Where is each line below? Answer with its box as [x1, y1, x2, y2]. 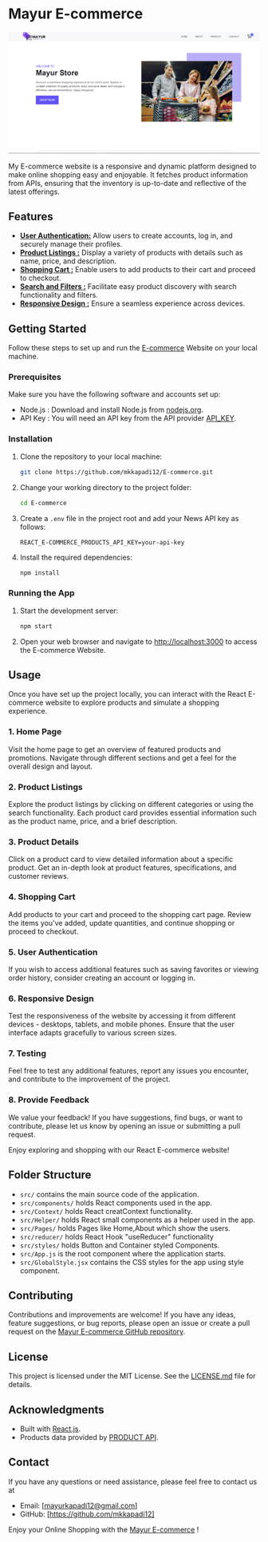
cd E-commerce [19, 499, 67, 507]
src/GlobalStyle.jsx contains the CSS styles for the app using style [19, 1257, 244, 1267]
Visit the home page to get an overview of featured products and [8, 744, 221, 754]
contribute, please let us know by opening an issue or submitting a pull [8, 1121, 241, 1130]
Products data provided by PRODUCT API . [19, 1433, 159, 1442]
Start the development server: [19, 606, 119, 615]
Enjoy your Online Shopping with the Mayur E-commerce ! [8, 1524, 199, 1534]
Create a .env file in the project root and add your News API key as [19, 513, 239, 523]
